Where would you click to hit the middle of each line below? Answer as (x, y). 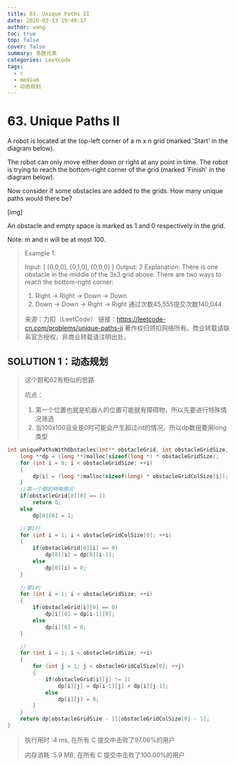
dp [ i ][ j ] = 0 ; (78, 699)
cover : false (26, 47)
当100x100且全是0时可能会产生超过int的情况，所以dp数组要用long (131, 428)
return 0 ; (47, 503)
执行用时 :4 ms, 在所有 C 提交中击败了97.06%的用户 (99, 740)
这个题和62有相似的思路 (60, 380)
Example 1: (40, 253)
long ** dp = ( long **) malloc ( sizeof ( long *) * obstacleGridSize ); (120, 456)
